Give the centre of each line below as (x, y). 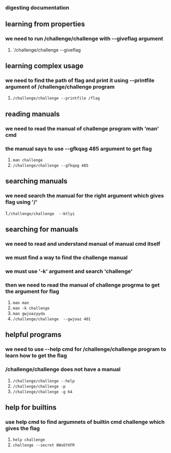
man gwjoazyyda (29, 314)
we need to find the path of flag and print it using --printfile (80, 80)
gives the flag (22, 428)
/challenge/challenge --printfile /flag (56, 99)
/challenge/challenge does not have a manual (63, 369)
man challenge (28, 160)
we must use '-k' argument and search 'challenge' (69, 271)
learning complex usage (44, 66)
